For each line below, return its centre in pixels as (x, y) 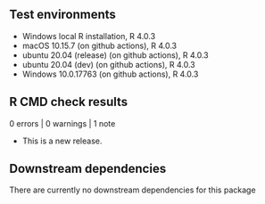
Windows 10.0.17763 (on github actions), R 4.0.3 (110, 74)
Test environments (62, 15)
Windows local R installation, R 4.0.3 (89, 36)
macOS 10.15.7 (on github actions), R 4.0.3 (99, 45)
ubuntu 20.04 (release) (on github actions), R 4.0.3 (115, 55)
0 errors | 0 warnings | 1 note (62, 123)
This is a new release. (62, 141)
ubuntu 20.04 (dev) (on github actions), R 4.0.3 (108, 64)
